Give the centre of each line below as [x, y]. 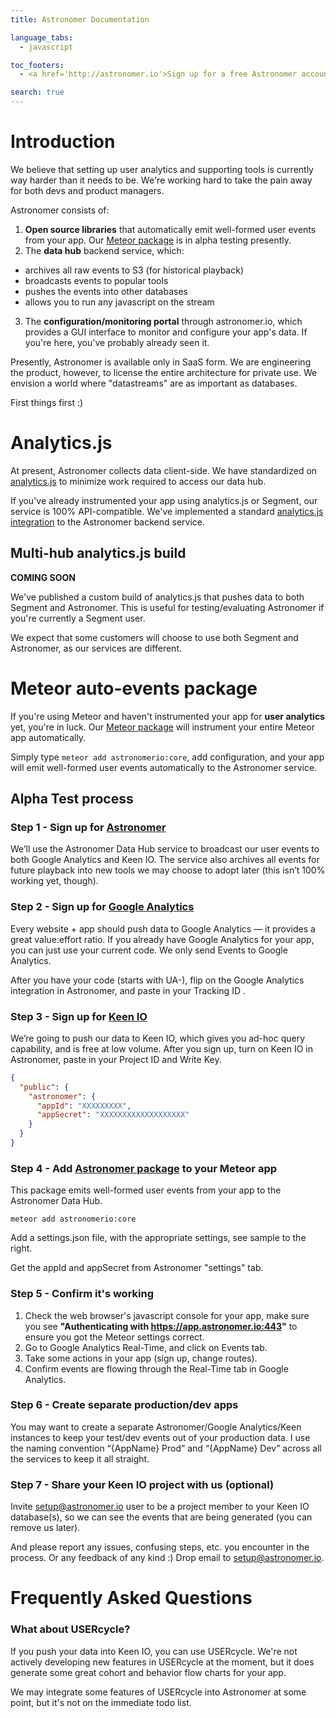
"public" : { [44, 1087]
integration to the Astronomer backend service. [108, 522]
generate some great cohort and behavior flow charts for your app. [148, 1672]
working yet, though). [54, 881]
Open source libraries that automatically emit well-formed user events [170, 229]
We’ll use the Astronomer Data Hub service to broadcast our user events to [165, 849]
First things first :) [47, 402]
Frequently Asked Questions [131, 1598]
